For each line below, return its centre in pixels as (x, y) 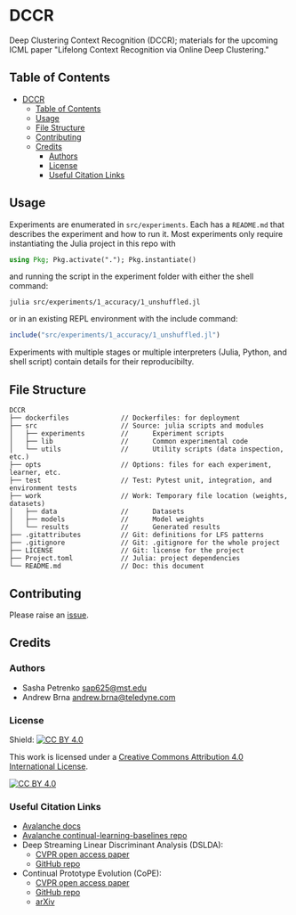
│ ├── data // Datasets (97, 512)
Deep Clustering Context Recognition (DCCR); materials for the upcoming (144, 40)
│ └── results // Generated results (115, 527)
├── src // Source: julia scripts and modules (137, 426)
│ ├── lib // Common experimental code (129, 442)
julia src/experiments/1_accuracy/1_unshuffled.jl (105, 302)
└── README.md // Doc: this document (107, 567)
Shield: (22, 739)
